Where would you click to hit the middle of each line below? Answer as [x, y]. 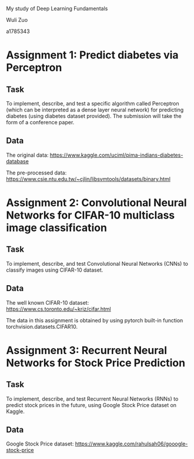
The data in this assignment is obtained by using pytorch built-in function [95, 320]
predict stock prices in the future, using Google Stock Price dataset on [91, 405]
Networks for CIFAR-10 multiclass [91, 215]
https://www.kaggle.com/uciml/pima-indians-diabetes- [116, 155]
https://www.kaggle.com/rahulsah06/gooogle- [131, 444]
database [18, 161]
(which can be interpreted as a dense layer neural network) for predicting [95, 110]
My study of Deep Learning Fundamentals [57, 9]
